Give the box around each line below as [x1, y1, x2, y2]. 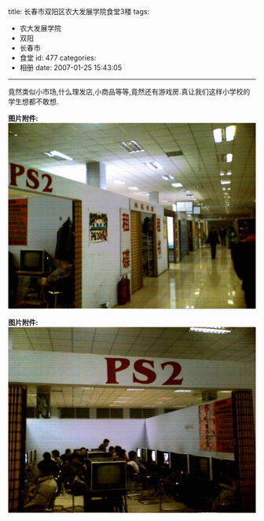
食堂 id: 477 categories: [19, 54, 97, 62]
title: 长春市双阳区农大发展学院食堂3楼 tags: [8, 7, 150, 16]
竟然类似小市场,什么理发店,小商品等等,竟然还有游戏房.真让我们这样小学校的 [8, 87, 251, 96]
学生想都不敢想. [8, 97, 59, 106]
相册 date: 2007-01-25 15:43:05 [19, 63, 123, 72]
